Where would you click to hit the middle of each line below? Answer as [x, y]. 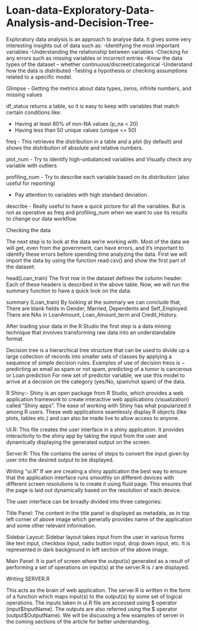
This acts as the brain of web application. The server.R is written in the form [98, 590]
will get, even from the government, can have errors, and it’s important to [95, 248]
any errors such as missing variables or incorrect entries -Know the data [94, 58]
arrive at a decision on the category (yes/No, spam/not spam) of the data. [96, 381]
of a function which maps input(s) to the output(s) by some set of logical [94, 596]
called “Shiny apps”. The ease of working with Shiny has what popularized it [99, 405]
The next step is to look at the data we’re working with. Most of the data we [98, 241]
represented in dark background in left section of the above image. [87, 549]
